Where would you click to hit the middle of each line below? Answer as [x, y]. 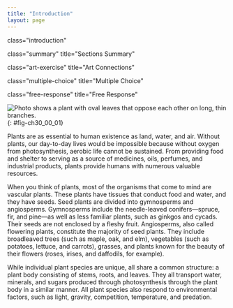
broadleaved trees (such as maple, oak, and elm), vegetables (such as [108, 239]
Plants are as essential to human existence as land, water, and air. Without [113, 136]
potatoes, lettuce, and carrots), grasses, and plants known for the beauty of [116, 246]
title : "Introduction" [40, 14]
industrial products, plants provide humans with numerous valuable [104, 166]
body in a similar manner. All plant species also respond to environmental [112, 289]
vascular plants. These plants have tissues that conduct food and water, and [117, 194]
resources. [23, 173]
